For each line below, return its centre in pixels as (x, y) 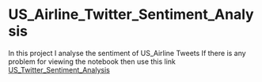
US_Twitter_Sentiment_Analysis (59, 69)
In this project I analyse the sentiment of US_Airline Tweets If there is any (127, 53)
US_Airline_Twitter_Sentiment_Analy (131, 15)
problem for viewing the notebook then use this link (92, 61)
